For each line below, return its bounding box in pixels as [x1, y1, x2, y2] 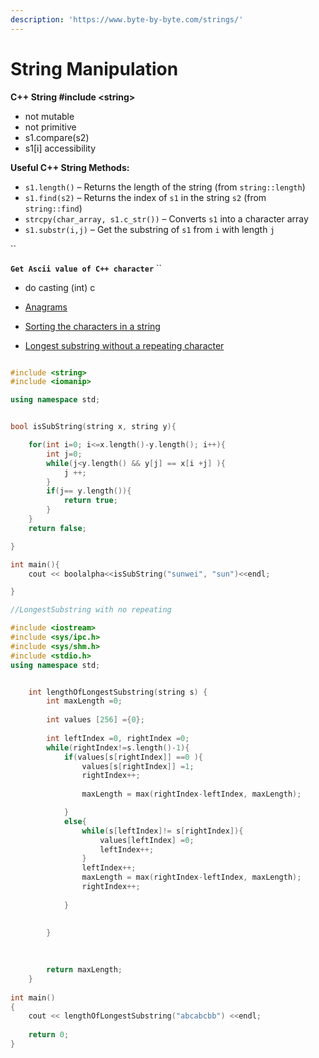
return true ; [63, 496, 118, 506]
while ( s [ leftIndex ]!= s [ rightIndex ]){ [81, 826, 244, 836]
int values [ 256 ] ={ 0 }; [46, 715, 145, 725]
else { [63, 816, 87, 826]
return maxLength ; [46, 965, 123, 975]
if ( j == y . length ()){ [46, 486, 132, 496]
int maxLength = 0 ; [46, 696, 123, 706]
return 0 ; [28, 1030, 70, 1040]
